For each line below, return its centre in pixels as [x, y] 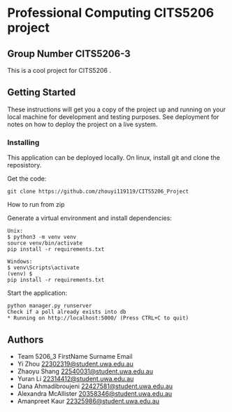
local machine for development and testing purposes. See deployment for [113, 116]
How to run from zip [36, 205]
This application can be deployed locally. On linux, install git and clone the [114, 158]
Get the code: [27, 179]
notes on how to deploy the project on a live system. [82, 124]
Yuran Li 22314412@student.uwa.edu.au [75, 378]
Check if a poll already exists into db [67, 312]
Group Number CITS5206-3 [69, 54]
